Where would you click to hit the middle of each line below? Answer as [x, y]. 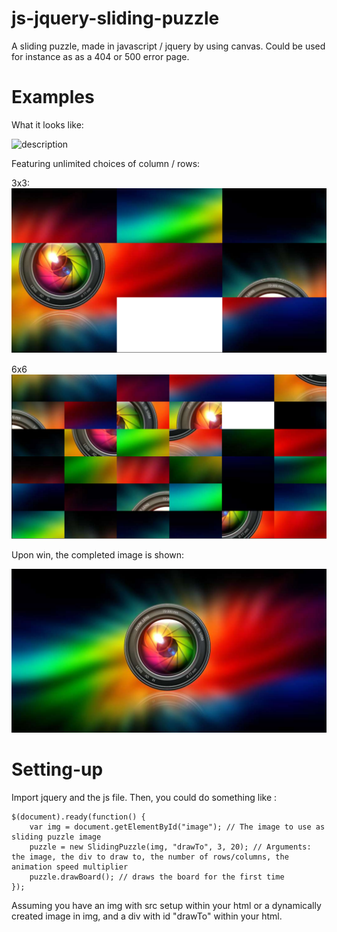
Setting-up [57, 769]
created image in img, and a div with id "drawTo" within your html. [147, 916]
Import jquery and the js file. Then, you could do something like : [144, 798]
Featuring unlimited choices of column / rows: [106, 163]
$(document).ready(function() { [78, 817]
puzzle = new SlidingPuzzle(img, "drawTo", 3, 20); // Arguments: [170, 847]
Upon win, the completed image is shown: [98, 554]
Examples [53, 97]
